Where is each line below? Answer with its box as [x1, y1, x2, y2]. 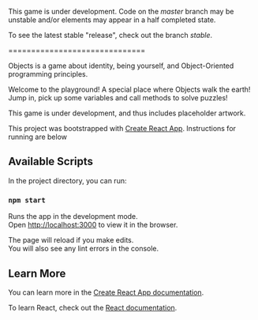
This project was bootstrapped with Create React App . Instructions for [8, 124, 237, 133]
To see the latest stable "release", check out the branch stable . [8, 31, 213, 40]
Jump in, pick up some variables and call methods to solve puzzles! [8, 93, 228, 102]
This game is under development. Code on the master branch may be [8, 7, 234, 16]
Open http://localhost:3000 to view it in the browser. [8, 220, 178, 230]
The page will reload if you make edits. [8, 235, 134, 245]
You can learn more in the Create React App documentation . [8, 288, 204, 297]
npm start [8, 195, 46, 205]
